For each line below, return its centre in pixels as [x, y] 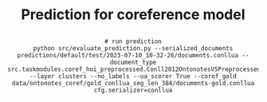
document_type [133, 62]
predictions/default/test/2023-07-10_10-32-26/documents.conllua [128, 55]
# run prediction [133, 41]
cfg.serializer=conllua [133, 90]
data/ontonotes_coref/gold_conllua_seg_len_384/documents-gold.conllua [133, 83]
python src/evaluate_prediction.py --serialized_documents [133, 48]
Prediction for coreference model [133, 15]
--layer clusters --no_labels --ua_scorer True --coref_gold [133, 76]
